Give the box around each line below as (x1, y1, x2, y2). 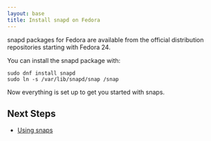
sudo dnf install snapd (7, 70, 76, 77)
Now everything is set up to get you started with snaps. (7, 88, 165, 96)
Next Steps (7, 108, 56, 120)
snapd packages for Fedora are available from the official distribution (7, 35, 204, 44)
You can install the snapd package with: (7, 56, 121, 64)
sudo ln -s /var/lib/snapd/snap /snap (7, 75, 119, 83)
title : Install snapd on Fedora (7, 17, 100, 23)
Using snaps (17, 126, 53, 135)
